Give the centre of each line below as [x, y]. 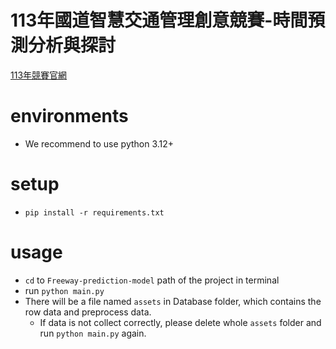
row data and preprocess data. [88, 312]
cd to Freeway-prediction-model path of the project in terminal [152, 280]
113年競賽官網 [39, 75]
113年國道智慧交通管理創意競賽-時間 [159, 20]
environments [69, 116]
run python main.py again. [93, 333]
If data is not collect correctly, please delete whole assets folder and [180, 322]
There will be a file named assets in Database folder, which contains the [173, 301]
